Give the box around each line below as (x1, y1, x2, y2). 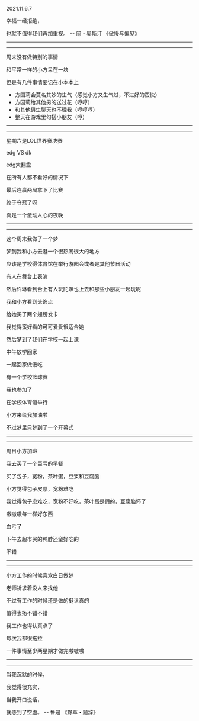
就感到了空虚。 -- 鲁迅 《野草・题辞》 (6, 709, 99, 716)
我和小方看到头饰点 (6, 298, 53, 305)
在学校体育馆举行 (6, 399, 48, 405)
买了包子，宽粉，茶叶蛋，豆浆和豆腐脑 (6, 473, 99, 479)
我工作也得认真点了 (6, 622, 53, 629)
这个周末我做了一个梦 (6, 235, 58, 242)
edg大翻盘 (6, 161, 31, 168)
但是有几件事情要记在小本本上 (6, 79, 79, 85)
